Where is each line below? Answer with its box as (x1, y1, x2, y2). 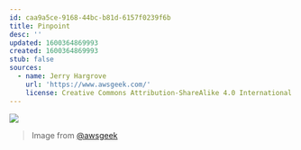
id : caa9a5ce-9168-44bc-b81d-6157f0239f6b (9, 13, 171, 22)
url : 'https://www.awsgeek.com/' (25, 80, 151, 89)
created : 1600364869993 (9, 47, 99, 56)
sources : (9, 64, 42, 73)
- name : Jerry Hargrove (17, 72, 106, 81)
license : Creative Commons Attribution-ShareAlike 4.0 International (25, 88, 293, 97)
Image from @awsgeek (31, 129, 119, 140)
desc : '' (9, 30, 42, 39)
